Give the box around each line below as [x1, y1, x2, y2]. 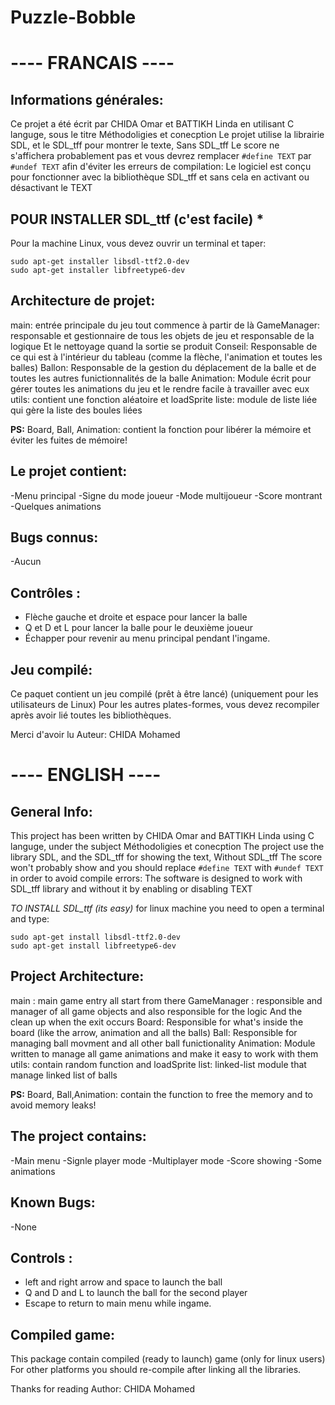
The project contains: [10, 1128, 147, 1145]
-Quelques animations [10, 500, 102, 512]
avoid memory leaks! [10, 1099, 97, 1111]
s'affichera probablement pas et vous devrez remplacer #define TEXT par [10, 150, 312, 162]
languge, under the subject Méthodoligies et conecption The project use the [10, 841, 325, 853]
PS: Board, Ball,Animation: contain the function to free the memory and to [10, 1088, 313, 1100]
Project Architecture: [10, 968, 145, 985]
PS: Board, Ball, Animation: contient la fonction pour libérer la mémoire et [10, 423, 312, 435]
